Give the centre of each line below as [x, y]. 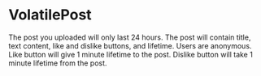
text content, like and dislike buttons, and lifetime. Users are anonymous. [130, 45]
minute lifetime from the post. [58, 63]
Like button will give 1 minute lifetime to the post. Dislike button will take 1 [131, 54]
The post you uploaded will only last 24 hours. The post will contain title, [130, 37]
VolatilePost [50, 15]
